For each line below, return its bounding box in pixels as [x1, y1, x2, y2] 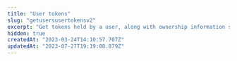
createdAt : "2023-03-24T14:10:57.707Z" [7, 36, 125, 43]
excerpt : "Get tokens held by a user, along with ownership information [7, 23, 226, 30]
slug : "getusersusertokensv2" [7, 17, 97, 24]
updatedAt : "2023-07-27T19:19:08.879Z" [7, 43, 125, 50]
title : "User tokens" [7, 10, 71, 18]
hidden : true [7, 29, 46, 37]
